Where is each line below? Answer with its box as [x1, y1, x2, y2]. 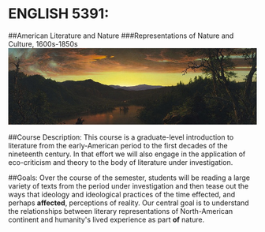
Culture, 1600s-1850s [8, 39, 78, 48]
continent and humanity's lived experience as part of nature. [8, 215, 205, 224]
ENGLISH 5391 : [8, 5, 110, 23]
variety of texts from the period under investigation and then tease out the [8, 181, 249, 190]
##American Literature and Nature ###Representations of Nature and [8, 31, 234, 40]
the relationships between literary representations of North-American [8, 206, 233, 215]
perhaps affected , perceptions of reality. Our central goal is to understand [8, 198, 250, 208]
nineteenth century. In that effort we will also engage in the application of [8, 149, 246, 159]
